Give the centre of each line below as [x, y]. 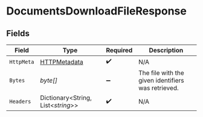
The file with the [161, 73]
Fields [18, 33]
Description [166, 50]
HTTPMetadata [62, 62]
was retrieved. [159, 88]
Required [119, 50]
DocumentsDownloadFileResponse [97, 11]
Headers [20, 102]
